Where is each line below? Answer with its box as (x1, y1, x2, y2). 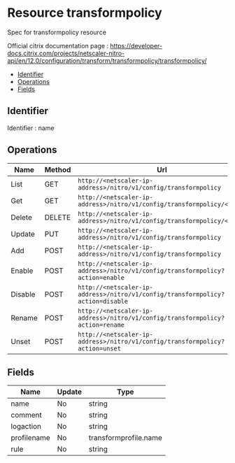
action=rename (78, 320, 124, 329)
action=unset (78, 344, 121, 352)
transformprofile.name (88, 433, 163, 443)
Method (44, 164, 71, 174)
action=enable (78, 273, 124, 281)
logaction (10, 422, 42, 432)
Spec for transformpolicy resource (7, 28, 107, 36)
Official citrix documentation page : (7, 41, 109, 50)
